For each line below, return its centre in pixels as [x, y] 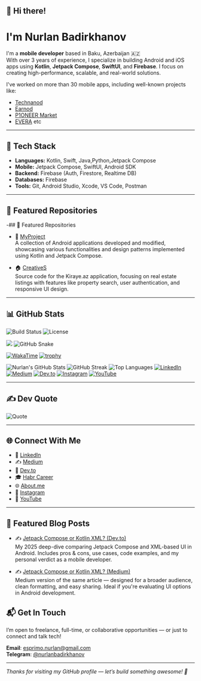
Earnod [24, 109]
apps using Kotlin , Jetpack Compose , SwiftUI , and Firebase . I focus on [95, 67]
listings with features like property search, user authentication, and [97, 282]
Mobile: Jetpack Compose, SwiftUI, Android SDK [75, 167]
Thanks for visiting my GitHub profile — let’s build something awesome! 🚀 [97, 671]
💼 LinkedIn [28, 455]
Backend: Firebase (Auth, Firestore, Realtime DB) [76, 173]
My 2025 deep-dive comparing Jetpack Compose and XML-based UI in [103, 547]
